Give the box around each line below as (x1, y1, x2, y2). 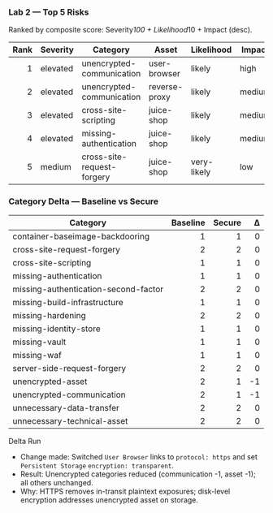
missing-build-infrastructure (12, 296, 123, 308)
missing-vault (12, 336, 67, 347)
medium (40, 162, 71, 173)
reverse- (149, 81, 184, 93)
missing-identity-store (12, 323, 101, 334)
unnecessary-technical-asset (12, 415, 128, 426)
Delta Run (8, 436, 41, 446)
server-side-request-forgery (12, 362, 127, 373)
